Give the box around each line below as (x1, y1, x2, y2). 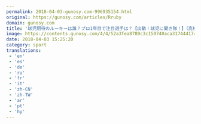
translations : (6, 48, 42, 54)
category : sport (6, 42, 47, 48)
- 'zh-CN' (8, 86, 33, 92)
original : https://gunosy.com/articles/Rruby (6, 14, 121, 20)
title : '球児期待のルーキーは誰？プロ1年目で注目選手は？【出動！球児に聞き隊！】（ (6, 25, 188, 32)
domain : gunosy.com (6, 20, 55, 26)
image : (6, 31, 23, 37)
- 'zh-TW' (8, 92, 33, 98)
